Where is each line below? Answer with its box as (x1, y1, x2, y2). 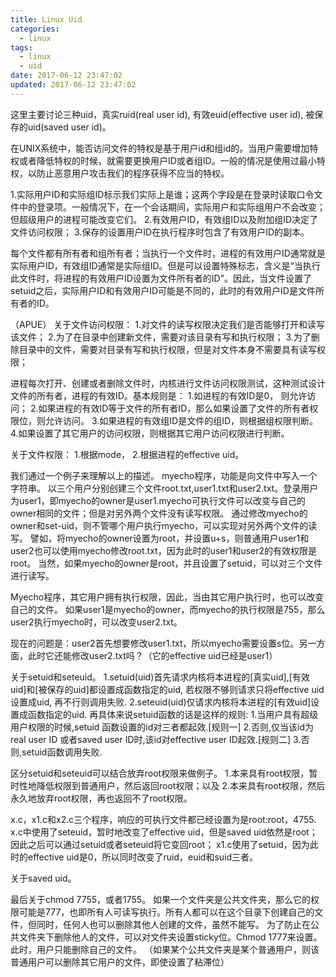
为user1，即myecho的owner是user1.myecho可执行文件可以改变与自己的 (10, 494, 306, 506)
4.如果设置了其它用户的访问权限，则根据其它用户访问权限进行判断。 (10, 427, 290, 439)
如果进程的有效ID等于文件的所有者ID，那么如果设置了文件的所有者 (38, 402, 310, 414)
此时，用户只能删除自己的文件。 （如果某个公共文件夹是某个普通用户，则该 (10, 943, 320, 955)
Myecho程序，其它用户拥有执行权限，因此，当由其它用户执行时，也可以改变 (10, 591, 325, 603)
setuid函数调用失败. (21, 746, 103, 758)
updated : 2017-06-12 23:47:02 (10, 80, 137, 90)
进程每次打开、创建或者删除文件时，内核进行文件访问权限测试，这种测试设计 (10, 377, 326, 389)
